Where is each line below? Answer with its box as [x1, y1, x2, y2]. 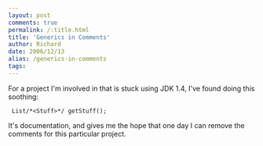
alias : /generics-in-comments [8, 55, 108, 63]
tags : [8, 62, 26, 70]
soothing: [8, 91, 39, 101]
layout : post [8, 11, 51, 20]
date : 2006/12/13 [8, 48, 65, 55]
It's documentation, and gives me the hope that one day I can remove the [8, 120, 245, 130]
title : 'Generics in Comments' [8, 33, 111, 41]
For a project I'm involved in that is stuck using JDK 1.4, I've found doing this [8, 84, 255, 93]
